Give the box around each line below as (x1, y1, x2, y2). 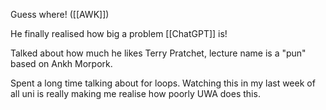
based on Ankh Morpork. (10, 58, 113, 69)
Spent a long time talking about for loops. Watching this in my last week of (10, 77, 316, 89)
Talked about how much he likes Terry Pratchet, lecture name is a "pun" (10, 47, 307, 59)
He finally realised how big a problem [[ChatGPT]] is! (10, 28, 228, 39)
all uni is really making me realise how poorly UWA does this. (10, 88, 261, 99)
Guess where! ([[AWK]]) (10, 9, 110, 20)
